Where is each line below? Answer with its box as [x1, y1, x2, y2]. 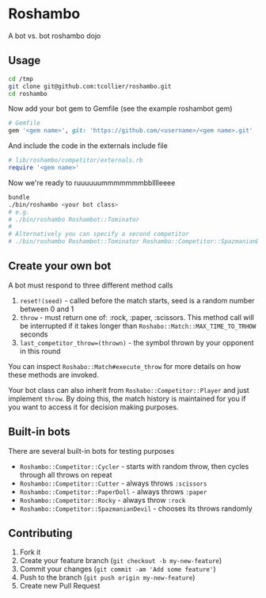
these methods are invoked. [8, 370, 99, 379]
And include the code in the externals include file [8, 141, 168, 150]
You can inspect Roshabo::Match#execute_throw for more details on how [8, 361, 241, 371]
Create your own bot [8, 259, 112, 273]
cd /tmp [8, 74, 34, 83]
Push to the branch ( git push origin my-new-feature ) [19, 573, 196, 582]
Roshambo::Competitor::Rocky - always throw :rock [19, 495, 186, 505]
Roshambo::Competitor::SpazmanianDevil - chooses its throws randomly [19, 504, 253, 513]
